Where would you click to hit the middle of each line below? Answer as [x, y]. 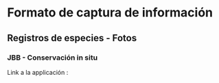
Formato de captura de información [110, 13]
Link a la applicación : [38, 72]
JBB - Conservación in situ [53, 58]
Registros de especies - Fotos [72, 38]
